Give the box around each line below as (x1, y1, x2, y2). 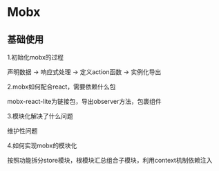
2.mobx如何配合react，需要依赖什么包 (7, 82, 116, 91)
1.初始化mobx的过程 (7, 53, 64, 61)
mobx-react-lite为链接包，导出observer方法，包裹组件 (7, 98, 162, 105)
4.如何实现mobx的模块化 (7, 141, 77, 150)
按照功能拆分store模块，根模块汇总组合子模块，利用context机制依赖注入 (7, 156, 213, 164)
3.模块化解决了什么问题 (7, 112, 74, 120)
